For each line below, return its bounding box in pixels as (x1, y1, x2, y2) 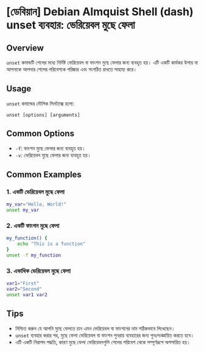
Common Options (6, 128, 75, 139)
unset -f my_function (6, 252, 62, 258)
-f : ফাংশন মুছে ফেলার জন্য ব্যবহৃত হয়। (15, 145, 86, 152)
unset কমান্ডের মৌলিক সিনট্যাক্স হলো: (6, 100, 75, 107)
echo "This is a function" (17, 241, 86, 247)
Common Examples (6, 170, 82, 180)
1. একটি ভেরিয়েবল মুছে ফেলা (6, 187, 65, 196)
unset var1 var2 (6, 291, 47, 298)
